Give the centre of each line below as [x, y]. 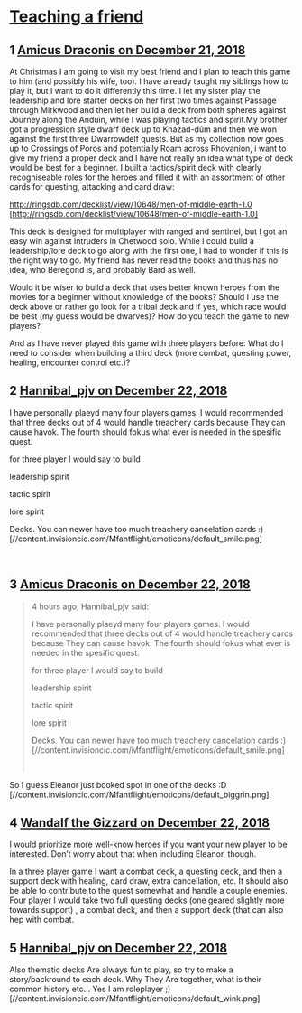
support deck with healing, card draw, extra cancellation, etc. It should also [149, 881]
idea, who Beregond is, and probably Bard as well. [103, 270]
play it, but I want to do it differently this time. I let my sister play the [135, 91]
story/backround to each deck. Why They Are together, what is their [136, 980]
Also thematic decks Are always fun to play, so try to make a [122, 970]
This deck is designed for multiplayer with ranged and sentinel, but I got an [148, 231]
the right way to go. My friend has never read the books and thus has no [144, 260]
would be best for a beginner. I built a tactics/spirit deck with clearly [135, 168]
